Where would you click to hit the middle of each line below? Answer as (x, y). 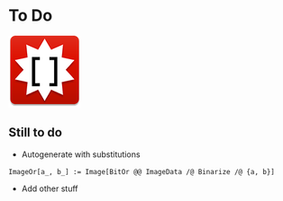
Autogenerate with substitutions (81, 154)
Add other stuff (50, 188)
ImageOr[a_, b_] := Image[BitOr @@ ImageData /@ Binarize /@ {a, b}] (142, 171)
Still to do (35, 132)
